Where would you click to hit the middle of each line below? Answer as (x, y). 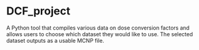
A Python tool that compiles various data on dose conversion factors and (98, 28)
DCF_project (38, 11)
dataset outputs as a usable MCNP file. (55, 40)
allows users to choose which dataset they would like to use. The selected (100, 34)
